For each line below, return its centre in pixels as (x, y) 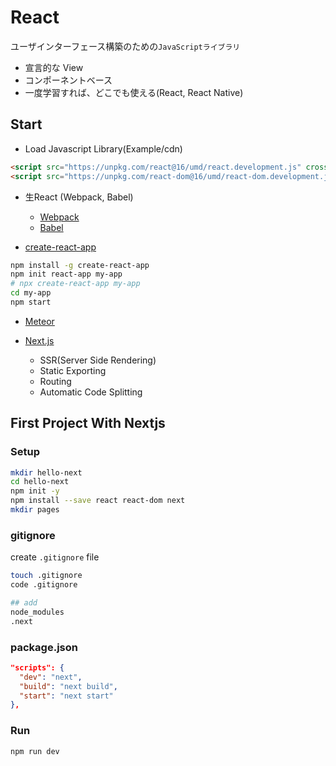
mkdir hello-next (46, 472)
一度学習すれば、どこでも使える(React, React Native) (134, 92)
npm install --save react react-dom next (98, 501)
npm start (31, 302)
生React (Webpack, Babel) (79, 197)
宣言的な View (54, 67)
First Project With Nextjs (88, 423)
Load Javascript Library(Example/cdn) (103, 148)
